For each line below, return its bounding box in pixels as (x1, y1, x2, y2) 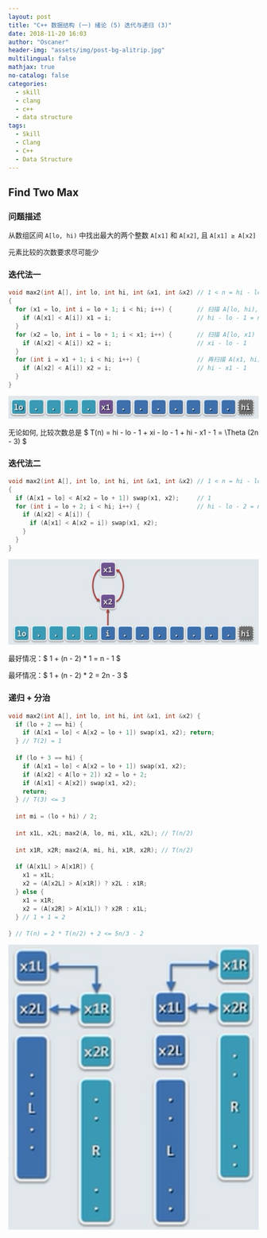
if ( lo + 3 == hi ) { (15, 754, 83, 762)
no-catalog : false (8, 72, 69, 79)
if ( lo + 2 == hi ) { (15, 720, 83, 729)
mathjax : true (8, 64, 56, 72)
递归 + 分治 (8, 692, 51, 703)
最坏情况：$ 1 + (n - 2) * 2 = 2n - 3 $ (8, 671, 129, 680)
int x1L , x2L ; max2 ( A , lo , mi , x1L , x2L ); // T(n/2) (15, 829, 194, 838)
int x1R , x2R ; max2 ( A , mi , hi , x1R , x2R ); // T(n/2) (15, 846, 194, 854)
